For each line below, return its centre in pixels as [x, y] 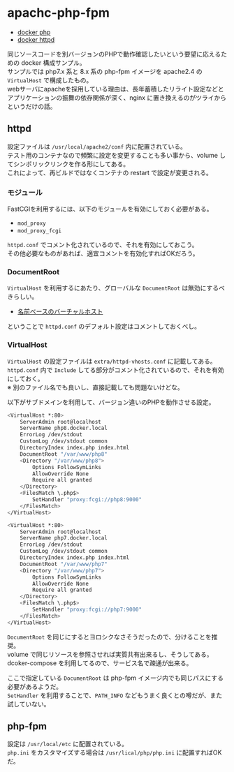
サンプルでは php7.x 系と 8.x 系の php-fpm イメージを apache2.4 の [105, 71]
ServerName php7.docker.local [64, 538]
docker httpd [36, 39]
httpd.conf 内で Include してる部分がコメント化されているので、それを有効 [116, 370]
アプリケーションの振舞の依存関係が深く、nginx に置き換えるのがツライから [117, 97]
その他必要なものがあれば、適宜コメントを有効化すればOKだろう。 [103, 253]
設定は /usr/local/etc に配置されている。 [67, 744]
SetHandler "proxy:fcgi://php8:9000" [87, 500]
